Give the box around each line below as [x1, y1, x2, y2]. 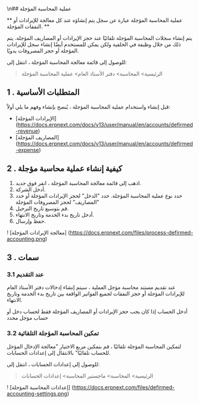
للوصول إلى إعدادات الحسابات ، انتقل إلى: [7, 360, 100, 368]
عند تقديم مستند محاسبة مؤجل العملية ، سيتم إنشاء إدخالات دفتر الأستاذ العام [7, 284, 176, 291]
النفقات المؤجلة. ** [7, 23, 50, 30]
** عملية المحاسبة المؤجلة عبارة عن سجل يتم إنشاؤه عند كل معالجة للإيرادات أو [7, 17, 183, 23]
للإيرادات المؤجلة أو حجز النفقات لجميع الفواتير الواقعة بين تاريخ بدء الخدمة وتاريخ [7, 290, 185, 297]
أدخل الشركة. [15, 186, 46, 193]
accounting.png [7, 235, 46, 242]
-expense [15, 146, 39, 154]
